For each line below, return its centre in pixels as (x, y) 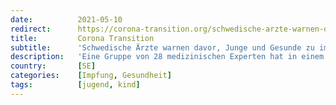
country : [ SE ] (53, 66)
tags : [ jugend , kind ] (75, 85)
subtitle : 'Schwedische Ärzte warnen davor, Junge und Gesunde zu (162, 47)
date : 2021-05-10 (66, 19)
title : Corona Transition (82, 38)
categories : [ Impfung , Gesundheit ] (91, 76)
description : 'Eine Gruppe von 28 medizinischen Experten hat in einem (167, 57)
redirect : (31, 29)
